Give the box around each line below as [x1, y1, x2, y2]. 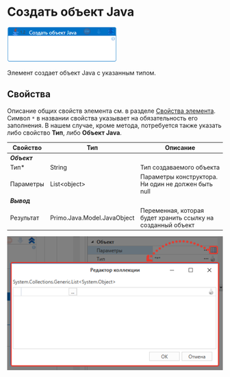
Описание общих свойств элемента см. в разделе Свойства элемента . [7, 107, 216, 115]
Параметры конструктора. [140, 172, 218, 181]
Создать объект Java [7, 4, 135, 20]
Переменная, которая [140, 206, 204, 214]
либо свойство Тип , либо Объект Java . [7, 128, 122, 137]
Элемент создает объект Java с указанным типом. [7, 68, 156, 77]
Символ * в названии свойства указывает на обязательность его [7, 114, 199, 122]
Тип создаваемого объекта [140, 163, 220, 171]
